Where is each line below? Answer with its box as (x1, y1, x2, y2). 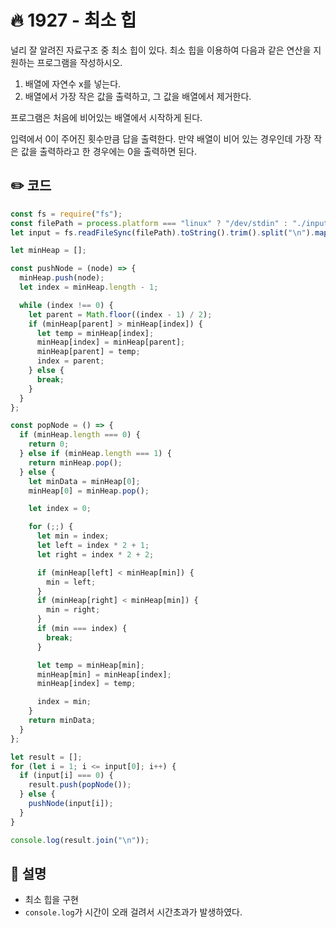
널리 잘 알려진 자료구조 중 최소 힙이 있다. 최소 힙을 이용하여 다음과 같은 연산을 (10, 44, 312, 56)
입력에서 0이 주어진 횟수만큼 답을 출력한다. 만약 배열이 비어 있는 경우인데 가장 (10, 132, 312, 145)
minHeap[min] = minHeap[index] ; (36, 669, 172, 680)
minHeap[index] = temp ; (36, 679, 137, 689)
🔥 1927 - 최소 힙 (10, 9, 137, 32)
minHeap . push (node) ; (19, 273, 105, 283)
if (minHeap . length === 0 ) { (19, 430, 141, 440)
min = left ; (46, 577, 97, 587)
